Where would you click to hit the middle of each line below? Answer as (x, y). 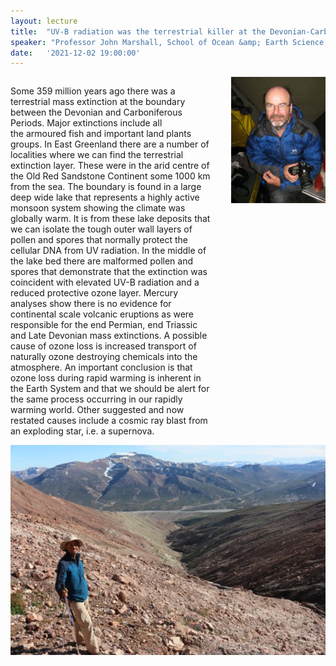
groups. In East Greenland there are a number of (110, 144)
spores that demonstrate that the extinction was (109, 272)
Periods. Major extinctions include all (86, 123)
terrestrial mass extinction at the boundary (98, 102)
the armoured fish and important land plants (101, 134)
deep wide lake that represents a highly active (105, 197)
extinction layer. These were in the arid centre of (110, 166)
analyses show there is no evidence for (91, 304)
